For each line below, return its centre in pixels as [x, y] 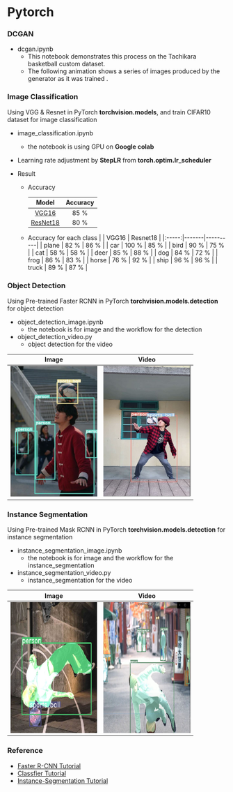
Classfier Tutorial [42, 773]
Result [26, 173]
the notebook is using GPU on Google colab [91, 147]
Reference [25, 751]
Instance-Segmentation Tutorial [63, 780]
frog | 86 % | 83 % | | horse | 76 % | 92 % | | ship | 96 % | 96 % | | [122, 260]
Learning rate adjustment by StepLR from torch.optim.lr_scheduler [114, 160]
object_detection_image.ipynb [60, 322]
